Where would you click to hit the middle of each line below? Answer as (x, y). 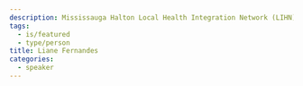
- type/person (44, 43)
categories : (32, 59)
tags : (19, 26)
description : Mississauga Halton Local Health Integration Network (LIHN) (153, 17)
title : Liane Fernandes (54, 51)
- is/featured (44, 34)
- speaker (36, 68)
